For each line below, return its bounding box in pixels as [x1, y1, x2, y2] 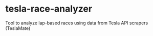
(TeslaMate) [5, 25, 31, 31]
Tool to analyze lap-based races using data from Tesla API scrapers [5, 20, 148, 26]
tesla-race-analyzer [5, 3, 93, 15]
